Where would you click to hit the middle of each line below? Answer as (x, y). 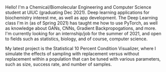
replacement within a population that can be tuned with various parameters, (83, 59)
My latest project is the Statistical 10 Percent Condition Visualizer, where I (81, 48)
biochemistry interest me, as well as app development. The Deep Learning (82, 18)
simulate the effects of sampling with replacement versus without (72, 54)
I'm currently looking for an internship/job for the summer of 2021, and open (83, 34)
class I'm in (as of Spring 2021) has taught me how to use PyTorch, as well (82, 23)
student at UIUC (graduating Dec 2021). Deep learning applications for (77, 12)
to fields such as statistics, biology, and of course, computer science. (77, 39)
